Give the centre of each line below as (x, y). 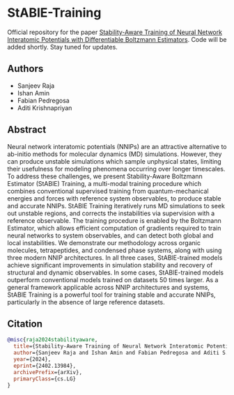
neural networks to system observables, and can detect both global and (110, 235)
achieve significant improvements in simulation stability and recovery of (110, 265)
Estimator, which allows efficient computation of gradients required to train (114, 228)
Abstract (27, 130)
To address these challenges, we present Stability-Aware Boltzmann (105, 176)
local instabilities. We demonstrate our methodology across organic (104, 242)
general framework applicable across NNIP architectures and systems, (109, 287)
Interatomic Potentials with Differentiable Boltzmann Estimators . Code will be (117, 39)
